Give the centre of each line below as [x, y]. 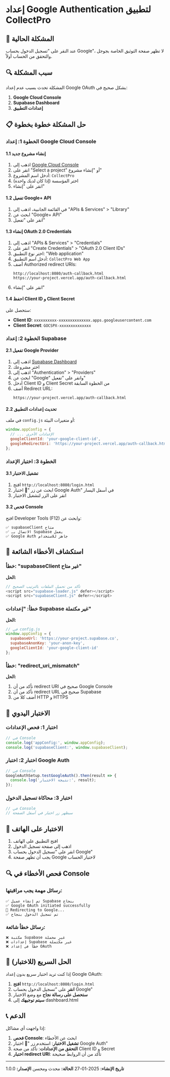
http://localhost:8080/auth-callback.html [58, 273]
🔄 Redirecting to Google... [35, 910]
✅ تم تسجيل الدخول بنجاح [32, 914]
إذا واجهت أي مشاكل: [26, 1028]
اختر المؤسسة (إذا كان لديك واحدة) [46, 181]
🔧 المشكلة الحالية [30, 39]
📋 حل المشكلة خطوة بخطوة [46, 125]
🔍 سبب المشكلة [29, 73]
